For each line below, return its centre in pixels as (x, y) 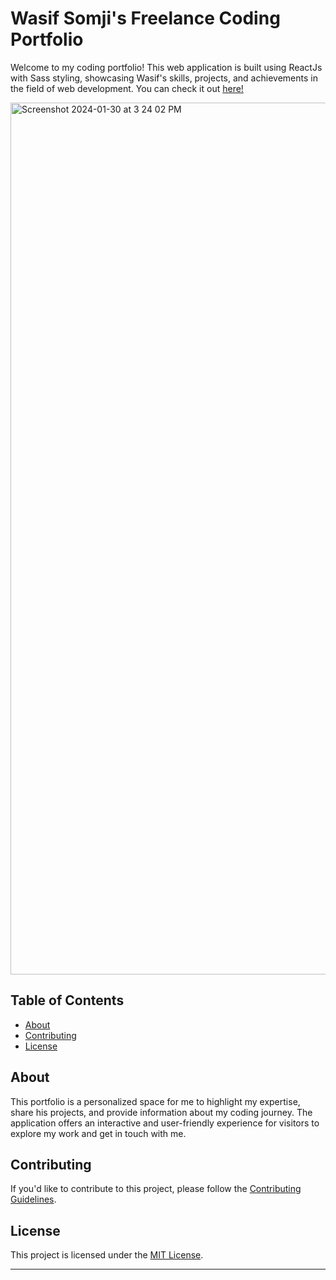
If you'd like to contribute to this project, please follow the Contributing (156, 1189)
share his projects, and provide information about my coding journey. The (161, 1112)
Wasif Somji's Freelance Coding (145, 18)
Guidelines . (33, 1199)
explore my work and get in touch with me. (98, 1133)
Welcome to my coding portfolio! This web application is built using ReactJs (166, 67)
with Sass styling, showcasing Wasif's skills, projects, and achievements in (164, 78)
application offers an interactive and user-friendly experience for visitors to (165, 1123)
